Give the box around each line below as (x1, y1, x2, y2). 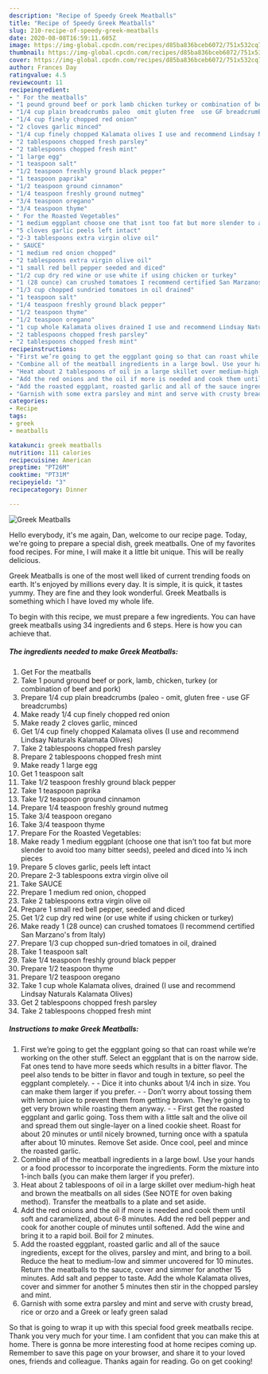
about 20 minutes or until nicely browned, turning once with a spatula (20, 1129, 249, 1139)
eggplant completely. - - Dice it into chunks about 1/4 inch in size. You (20, 1078, 251, 1088)
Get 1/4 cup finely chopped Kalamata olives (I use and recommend (20, 726, 239, 736)
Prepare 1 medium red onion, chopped (20, 887, 146, 897)
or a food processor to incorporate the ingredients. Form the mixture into (20, 1163, 259, 1172)
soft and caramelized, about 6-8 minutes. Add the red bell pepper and (20, 1214, 251, 1223)
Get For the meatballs (20, 667, 91, 676)
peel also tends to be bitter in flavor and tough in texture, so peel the (20, 1069, 245, 1079)
